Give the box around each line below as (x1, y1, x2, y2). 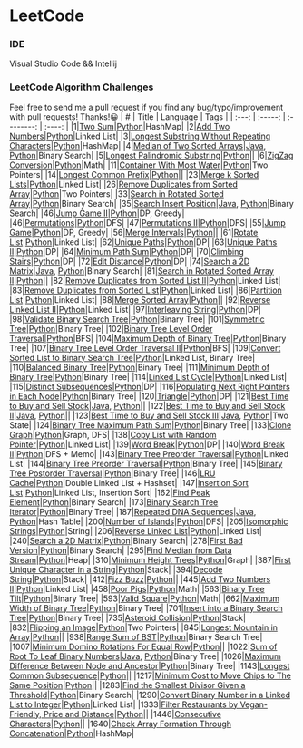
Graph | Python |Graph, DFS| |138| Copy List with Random (9, 429, 217, 440)
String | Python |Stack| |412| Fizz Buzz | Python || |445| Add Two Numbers (9, 573, 271, 585)
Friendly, (9, 708, 43, 719)
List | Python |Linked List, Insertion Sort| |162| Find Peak (9, 487, 210, 498)
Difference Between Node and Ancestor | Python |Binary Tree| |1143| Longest (9, 660, 290, 671)
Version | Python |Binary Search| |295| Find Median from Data (9, 545, 233, 556)
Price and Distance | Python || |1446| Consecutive (44, 708, 222, 719)
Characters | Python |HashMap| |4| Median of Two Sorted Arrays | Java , (9, 140, 266, 151)
